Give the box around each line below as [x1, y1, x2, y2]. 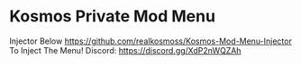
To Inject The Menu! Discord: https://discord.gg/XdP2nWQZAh [9, 45, 242, 55]
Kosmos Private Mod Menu [9, 6, 216, 27]
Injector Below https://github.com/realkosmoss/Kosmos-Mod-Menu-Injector [9, 36, 293, 46]
